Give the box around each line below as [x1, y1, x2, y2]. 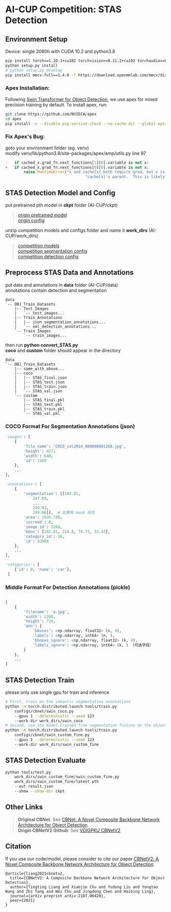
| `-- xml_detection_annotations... [14, 324, 97, 329]
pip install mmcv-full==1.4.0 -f [5, 73, 76, 78]
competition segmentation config [17, 248, 88, 254]
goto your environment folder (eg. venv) [5, 145, 89, 151]
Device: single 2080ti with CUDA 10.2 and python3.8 [5, 49, 116, 54]
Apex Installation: [5, 84, 50, 92]
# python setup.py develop [5, 67, 63, 73]
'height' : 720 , [23, 619, 56, 624]
